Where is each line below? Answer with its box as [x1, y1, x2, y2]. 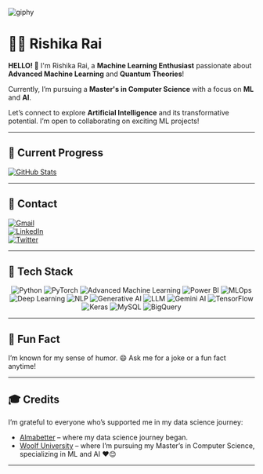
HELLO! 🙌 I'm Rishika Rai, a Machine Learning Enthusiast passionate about [8, 60, 252, 70]
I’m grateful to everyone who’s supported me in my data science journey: [8, 417, 243, 427]
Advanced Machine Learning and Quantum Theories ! [8, 69, 185, 78]
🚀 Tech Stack [8, 264, 74, 278]
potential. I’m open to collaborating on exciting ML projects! [8, 116, 200, 126]
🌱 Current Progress [8, 146, 104, 160]
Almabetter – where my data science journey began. [19, 432, 189, 442]
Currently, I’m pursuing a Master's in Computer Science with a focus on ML [8, 84, 254, 93]
